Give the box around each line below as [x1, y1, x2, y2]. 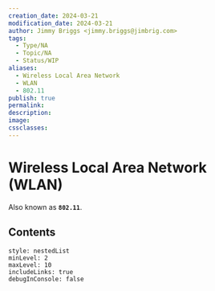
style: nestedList [8, 247, 70, 255]
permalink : [8, 101, 45, 109]
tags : [8, 34, 26, 43]
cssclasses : [8, 124, 48, 132]
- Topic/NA [15, 49, 52, 57]
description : [8, 109, 52, 117]
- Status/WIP [15, 57, 59, 65]
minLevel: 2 [8, 254, 48, 262]
